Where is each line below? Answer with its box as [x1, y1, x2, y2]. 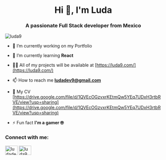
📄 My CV [12, 89, 31, 95]
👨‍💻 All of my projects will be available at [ [12, 62, 97, 68]
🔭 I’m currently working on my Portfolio [12, 43, 93, 49]
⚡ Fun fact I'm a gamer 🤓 [12, 120, 64, 126]
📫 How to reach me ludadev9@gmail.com [12, 77, 102, 83]
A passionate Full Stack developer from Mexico [25, 22, 141, 29]
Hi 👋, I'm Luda [54, 4, 112, 16]
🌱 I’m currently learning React [12, 53, 73, 58]
